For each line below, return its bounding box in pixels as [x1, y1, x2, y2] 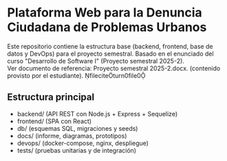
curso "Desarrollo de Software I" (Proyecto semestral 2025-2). [7, 56, 184, 65]
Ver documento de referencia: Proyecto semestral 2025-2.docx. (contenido [7, 64, 221, 72]
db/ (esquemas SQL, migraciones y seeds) [17, 124, 138, 132]
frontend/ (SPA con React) [17, 117, 91, 125]
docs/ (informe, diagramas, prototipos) [17, 131, 127, 140]
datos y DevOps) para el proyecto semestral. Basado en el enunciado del [7, 50, 215, 58]
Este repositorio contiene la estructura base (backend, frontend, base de [7, 42, 213, 50]
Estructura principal [7, 92, 95, 103]
